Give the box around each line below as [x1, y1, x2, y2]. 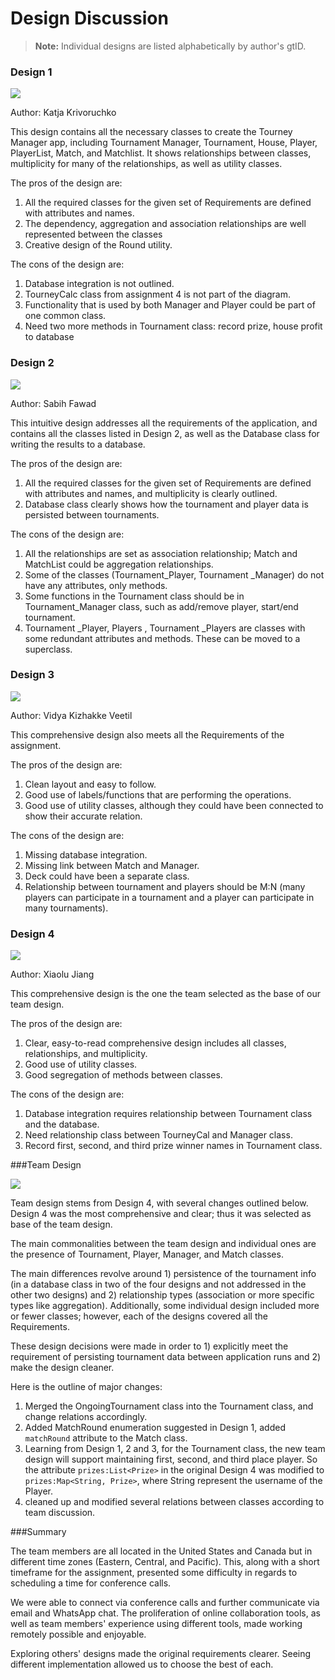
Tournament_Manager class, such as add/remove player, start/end [24, 600, 299, 612]
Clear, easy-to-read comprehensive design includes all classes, [24, 1037, 287, 1049]
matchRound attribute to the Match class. [24, 1432, 188, 1444]
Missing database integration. [24, 848, 148, 861]
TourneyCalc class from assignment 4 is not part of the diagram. [24, 288, 292, 301]
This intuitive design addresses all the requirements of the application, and [10, 417, 318, 429]
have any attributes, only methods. [24, 579, 168, 591]
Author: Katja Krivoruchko [10, 107, 117, 119]
